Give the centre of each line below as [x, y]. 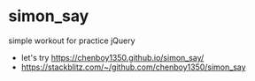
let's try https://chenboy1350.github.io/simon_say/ [112, 57]
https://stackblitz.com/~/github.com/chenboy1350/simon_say [133, 67]
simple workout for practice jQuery [72, 40]
